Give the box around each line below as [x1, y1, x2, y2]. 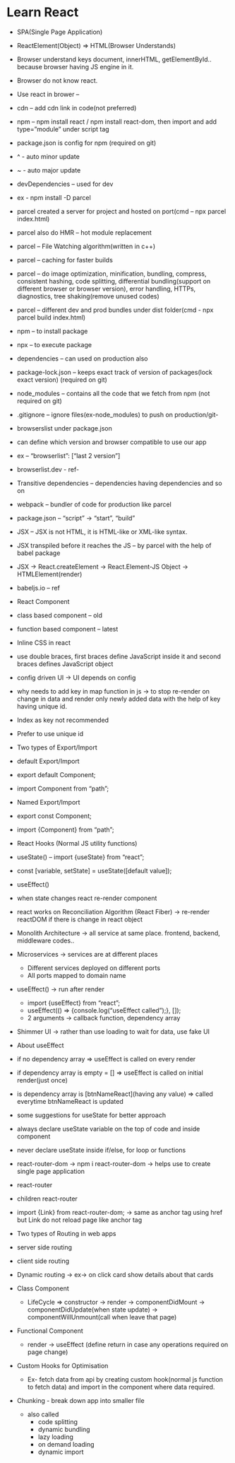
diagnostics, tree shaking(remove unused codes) [16, 291, 159, 301]
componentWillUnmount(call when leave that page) [27, 1312, 177, 1321]
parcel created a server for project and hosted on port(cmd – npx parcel [16, 206, 227, 216]
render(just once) [16, 1076, 68, 1084]
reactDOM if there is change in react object [16, 915, 143, 923]
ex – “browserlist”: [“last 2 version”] [16, 451, 121, 460]
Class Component [16, 1284, 70, 1293]
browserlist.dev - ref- [16, 465, 79, 474]
